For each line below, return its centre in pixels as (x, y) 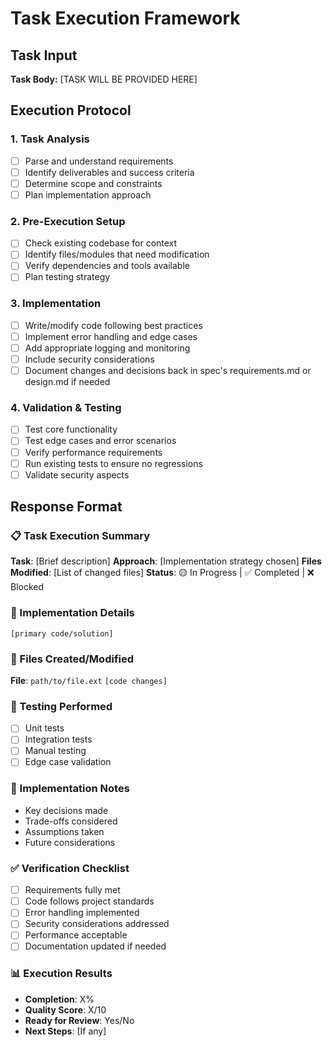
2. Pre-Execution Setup (68, 221)
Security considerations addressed (97, 924)
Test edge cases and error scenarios (100, 441)
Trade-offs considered (71, 821)
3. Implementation (56, 304)
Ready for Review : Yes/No (79, 1020)
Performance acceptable (76, 935)
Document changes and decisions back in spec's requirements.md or (168, 371)
